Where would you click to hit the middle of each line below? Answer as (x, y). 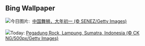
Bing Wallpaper (30, 8)
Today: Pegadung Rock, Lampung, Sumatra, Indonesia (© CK (75, 33)
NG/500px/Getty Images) (32, 38)
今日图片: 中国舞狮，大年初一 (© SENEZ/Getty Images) (69, 21)
